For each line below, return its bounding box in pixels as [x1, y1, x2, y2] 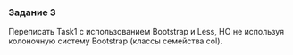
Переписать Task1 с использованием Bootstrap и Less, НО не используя [8, 27, 285, 37]
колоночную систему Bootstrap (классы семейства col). [8, 35, 223, 46]
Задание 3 [8, 6, 56, 19]
